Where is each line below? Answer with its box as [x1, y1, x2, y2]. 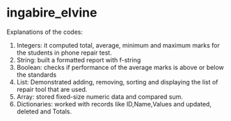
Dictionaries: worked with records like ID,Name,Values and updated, [16, 100, 212, 108]
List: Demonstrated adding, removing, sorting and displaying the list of [16, 77, 218, 86]
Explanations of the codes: [6, 28, 83, 36]
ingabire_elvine [6, 5, 97, 21]
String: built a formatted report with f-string [16, 55, 141, 64]
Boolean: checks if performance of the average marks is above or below [16, 63, 224, 71]
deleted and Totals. [16, 107, 72, 115]
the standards [16, 71, 57, 79]
